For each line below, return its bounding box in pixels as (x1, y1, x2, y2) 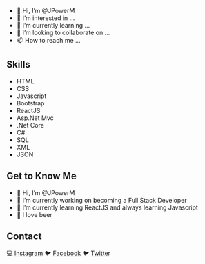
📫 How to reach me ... (16, 37, 81, 44)
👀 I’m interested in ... (16, 14, 75, 22)
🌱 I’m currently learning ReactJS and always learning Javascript (16, 203, 198, 212)
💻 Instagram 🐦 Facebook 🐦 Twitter (6, 249, 111, 258)
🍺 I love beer (16, 210, 52, 219)
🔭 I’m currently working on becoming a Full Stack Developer (16, 196, 187, 204)
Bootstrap (16, 99, 45, 107)
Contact (6, 231, 42, 243)
